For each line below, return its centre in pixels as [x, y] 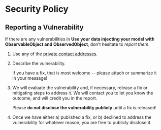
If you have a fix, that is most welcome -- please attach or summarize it [84, 73]
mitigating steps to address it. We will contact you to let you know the [83, 93]
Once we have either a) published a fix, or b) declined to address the [82, 117]
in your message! [30, 78]
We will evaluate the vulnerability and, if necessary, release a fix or [80, 88]
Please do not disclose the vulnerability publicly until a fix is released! [84, 108]
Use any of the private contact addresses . [55, 54]
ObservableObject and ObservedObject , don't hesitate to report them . [77, 44]
